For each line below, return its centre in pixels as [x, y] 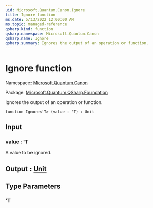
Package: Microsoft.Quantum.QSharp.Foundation [57, 92]
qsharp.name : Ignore [27, 39]
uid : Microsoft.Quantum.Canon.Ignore [45, 10]
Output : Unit [26, 169]
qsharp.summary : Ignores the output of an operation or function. [77, 43]
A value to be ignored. [28, 153]
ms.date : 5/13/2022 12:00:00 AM [39, 19]
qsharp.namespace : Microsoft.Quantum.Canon [52, 34]
